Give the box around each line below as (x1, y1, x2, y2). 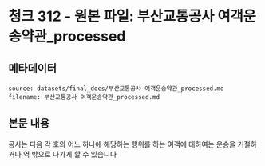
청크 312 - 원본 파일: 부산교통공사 (8, 7, 215, 26)
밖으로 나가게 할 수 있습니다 (31, 149, 117, 159)
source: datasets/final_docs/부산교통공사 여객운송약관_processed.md (8, 85, 224, 93)
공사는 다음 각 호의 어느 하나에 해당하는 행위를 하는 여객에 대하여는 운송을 (8, 139, 236, 148)
